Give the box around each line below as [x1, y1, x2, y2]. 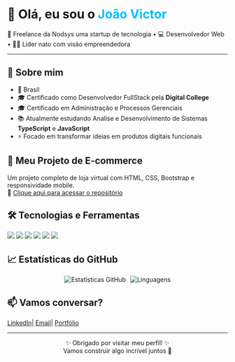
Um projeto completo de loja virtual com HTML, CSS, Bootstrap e [7, 173, 194, 182]
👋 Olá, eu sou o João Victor [7, 6, 167, 22]
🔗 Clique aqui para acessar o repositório [7, 188, 123, 196]
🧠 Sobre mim [7, 66, 64, 79]
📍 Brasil [17, 85, 40, 94]
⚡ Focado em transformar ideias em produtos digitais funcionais [17, 132, 203, 140]
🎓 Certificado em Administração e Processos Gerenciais [17, 103, 183, 112]
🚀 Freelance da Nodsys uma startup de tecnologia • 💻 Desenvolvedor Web [7, 29, 225, 38]
